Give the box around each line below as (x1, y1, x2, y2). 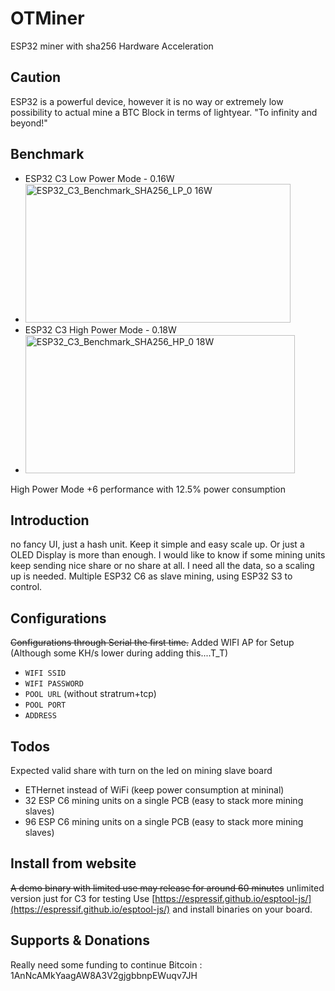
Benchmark (10, 146, 85, 163)
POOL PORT (24, 700, 67, 711)
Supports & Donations (10, 932, 150, 949)
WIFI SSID (24, 668, 67, 679)
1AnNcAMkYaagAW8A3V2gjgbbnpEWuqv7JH (10, 969, 198, 981)
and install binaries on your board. (172, 903, 313, 915)
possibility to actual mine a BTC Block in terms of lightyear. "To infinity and (10, 106, 318, 118)
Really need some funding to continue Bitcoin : (10, 958, 203, 971)
